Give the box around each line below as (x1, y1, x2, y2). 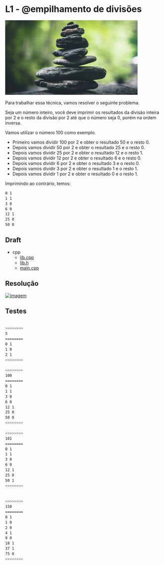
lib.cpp (19, 254, 34, 260)
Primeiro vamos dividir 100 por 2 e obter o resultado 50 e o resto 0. (12, 139, 150, 145)
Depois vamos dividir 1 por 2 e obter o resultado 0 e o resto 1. (12, 170, 138, 177)
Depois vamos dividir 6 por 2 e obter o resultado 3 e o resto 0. (12, 160, 140, 166)
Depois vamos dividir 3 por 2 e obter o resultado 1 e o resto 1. (12, 165, 138, 171)
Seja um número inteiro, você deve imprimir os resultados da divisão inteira (5, 109, 160, 115)
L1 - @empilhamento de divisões (5, 3, 142, 15)
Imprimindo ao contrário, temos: (5, 180, 71, 186)
